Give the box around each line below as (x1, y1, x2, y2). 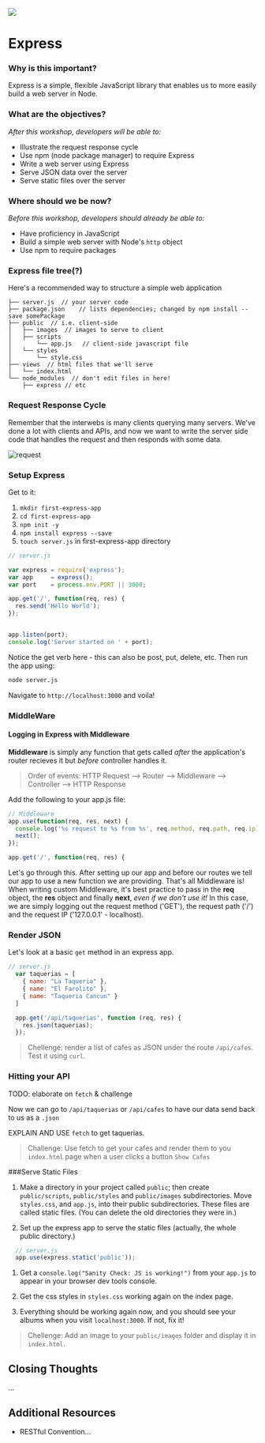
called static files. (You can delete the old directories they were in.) (19, 1208, 237, 1217)
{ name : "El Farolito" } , (22, 985, 108, 993)
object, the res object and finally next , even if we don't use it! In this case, (8, 893, 248, 902)
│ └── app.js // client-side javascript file (8, 340, 189, 348)
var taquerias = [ (15, 970, 77, 978)
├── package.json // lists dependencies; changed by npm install (8, 305, 238, 314)
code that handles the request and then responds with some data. (8, 435, 222, 444)
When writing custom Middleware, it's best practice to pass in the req (8, 885, 235, 895)
